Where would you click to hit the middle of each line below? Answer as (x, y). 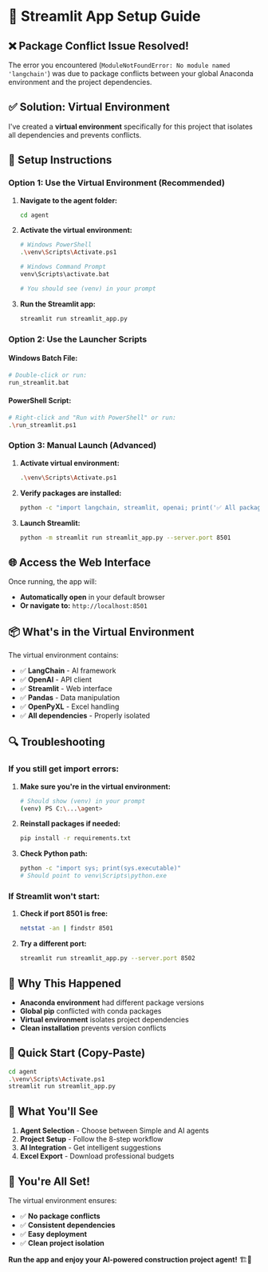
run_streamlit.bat (39, 382)
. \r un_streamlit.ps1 (43, 425)
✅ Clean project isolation (62, 1242)
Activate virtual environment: (69, 462)
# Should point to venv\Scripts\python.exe (93, 876)
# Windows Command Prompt (63, 267)
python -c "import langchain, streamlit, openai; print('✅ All (128, 507)
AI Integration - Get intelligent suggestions (91, 1148)
